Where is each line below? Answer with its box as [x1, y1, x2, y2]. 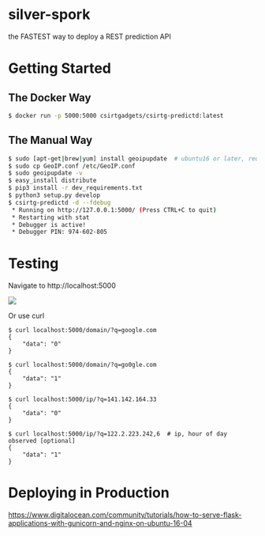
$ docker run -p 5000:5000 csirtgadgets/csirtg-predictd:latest [8, 111, 224, 119]
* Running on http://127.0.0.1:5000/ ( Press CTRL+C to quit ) [11, 206, 217, 214]
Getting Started [8, 59, 112, 77]
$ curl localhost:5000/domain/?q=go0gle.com [8, 361, 157, 369]
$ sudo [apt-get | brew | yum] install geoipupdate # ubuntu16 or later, [8, 154, 245, 163]
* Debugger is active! [11, 221, 87, 228]
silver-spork [8, 6, 91, 24]
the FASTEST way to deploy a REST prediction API [8, 32, 171, 41]
